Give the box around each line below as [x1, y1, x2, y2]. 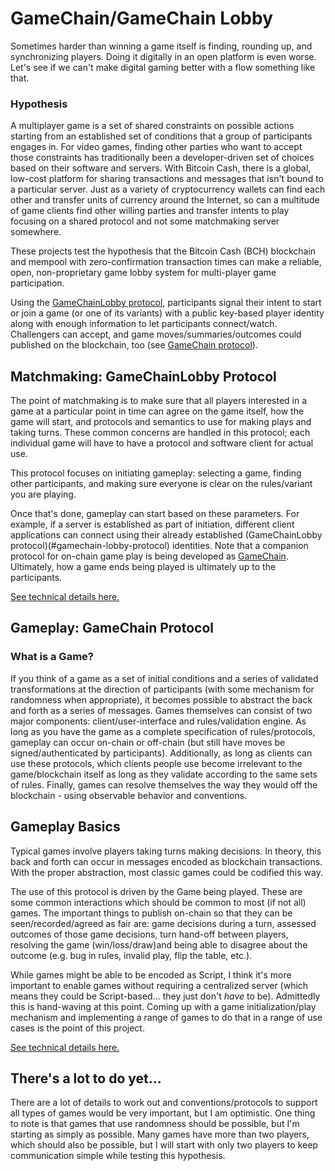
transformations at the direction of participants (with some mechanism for [10, 683, 315, 695]
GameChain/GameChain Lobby [10, 7, 273, 30]
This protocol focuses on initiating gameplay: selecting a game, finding [10, 467, 302, 479]
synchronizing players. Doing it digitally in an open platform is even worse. [10, 50, 317, 62]
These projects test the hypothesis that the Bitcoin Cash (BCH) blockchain [10, 245, 317, 257]
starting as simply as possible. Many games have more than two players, [10, 1128, 310, 1141]
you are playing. [10, 488, 77, 501]
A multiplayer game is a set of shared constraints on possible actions [10, 120, 295, 132]
